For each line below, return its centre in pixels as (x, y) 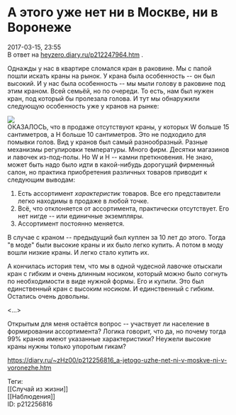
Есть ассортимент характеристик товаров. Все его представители (119, 193)
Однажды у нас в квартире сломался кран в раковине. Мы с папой (109, 68)
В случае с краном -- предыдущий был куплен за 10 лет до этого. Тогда (117, 237)
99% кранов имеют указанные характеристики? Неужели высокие (109, 338)
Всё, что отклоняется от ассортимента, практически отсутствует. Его (123, 208)
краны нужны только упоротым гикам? (67, 346)
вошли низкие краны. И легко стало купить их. (78, 252)
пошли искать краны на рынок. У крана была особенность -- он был (111, 76)
